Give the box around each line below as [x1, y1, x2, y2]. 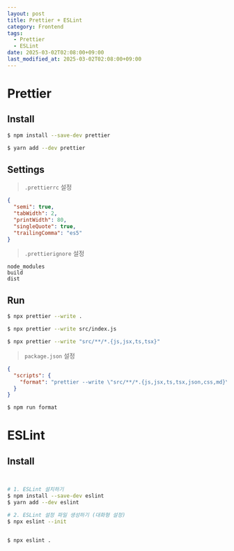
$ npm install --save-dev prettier [7, 132, 111, 139]
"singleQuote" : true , [13, 222, 77, 230]
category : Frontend [7, 23, 64, 30]
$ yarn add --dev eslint [7, 499, 79, 506]
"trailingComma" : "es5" [13, 229, 82, 236]
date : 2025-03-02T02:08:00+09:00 [7, 50, 104, 56]
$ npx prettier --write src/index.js [7, 326, 117, 333]
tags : [7, 29, 23, 37]
